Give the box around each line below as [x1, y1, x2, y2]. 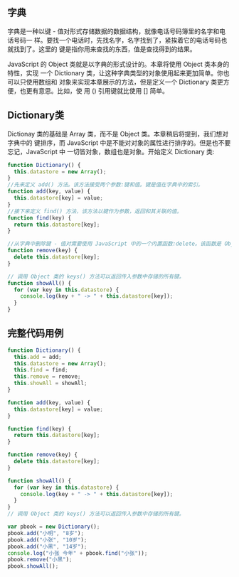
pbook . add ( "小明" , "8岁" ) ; [7, 529, 84, 536]
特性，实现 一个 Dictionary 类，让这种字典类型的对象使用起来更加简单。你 [7, 68, 224, 77]
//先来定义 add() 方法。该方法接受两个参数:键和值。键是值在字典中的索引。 [7, 181, 204, 188]
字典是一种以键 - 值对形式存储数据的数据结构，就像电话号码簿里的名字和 [7, 27, 220, 36]
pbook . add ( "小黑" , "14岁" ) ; [7, 543, 87, 550]
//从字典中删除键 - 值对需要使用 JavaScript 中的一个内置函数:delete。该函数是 [7, 240, 222, 247]
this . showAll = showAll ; [14, 379, 87, 387]
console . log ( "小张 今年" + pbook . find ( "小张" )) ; [7, 549, 148, 556]
